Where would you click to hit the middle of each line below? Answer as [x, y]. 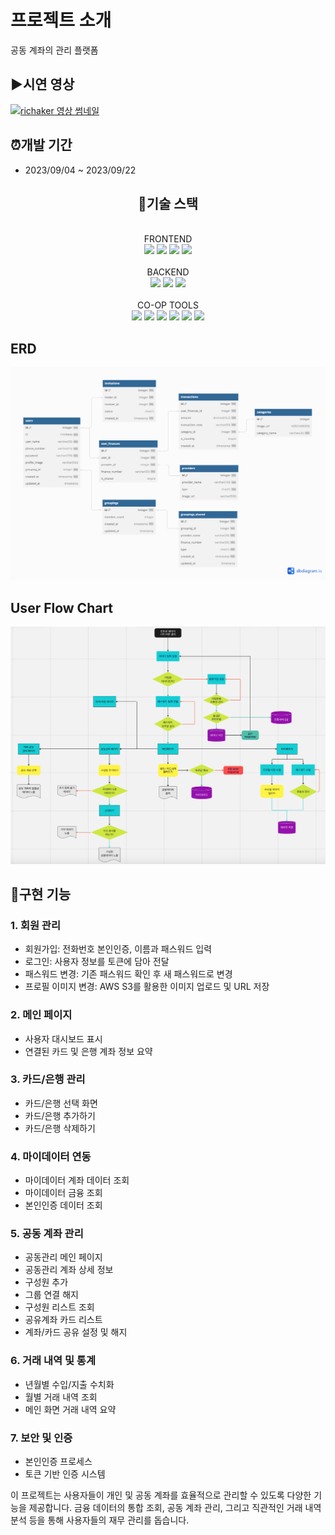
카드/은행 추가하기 [60, 1115]
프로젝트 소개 [61, 20]
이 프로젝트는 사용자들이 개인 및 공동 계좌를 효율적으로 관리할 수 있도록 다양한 [161, 1495]
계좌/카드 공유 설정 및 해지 [76, 1332]
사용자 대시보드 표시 [63, 1038]
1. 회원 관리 [35, 925]
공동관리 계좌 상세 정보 [69, 1270]
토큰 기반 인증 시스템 [65, 1474]
